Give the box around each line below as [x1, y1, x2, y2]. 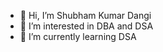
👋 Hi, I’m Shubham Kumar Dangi [19, 10, 152, 21]
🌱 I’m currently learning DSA [19, 31, 137, 42]
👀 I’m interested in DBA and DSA [19, 20, 154, 32]
